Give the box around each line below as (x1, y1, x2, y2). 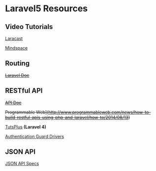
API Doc (5, 99, 22, 106)
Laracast (5, 35, 23, 41)
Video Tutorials (5, 23, 53, 31)
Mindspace (5, 45, 28, 51)
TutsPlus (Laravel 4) (5, 124, 47, 130)
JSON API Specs (5, 161, 39, 167)
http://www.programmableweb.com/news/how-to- (48, 109, 151, 115)
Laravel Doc (5, 72, 30, 78)
